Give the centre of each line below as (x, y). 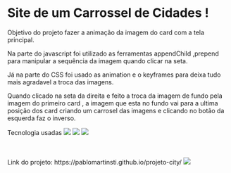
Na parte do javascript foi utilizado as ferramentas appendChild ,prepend (113, 53)
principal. (21, 39)
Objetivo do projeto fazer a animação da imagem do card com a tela (106, 32)
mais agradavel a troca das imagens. (61, 82)
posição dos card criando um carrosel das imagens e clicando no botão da (116, 110)
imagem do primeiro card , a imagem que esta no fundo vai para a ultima (113, 103)
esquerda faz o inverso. (42, 118)
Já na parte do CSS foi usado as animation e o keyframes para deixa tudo (114, 75)
